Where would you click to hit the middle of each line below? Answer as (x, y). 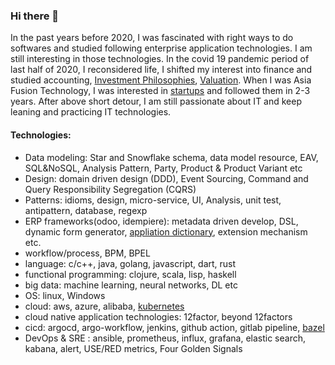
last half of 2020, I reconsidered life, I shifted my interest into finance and (161, 70)
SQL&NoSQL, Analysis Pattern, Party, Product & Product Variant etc (163, 168)
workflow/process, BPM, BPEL (87, 253)
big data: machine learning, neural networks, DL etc (131, 285)
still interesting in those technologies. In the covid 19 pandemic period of (160, 59)
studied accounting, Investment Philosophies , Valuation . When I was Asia (161, 80)
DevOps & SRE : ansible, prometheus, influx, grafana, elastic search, (165, 338)
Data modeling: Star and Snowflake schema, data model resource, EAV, (171, 157)
